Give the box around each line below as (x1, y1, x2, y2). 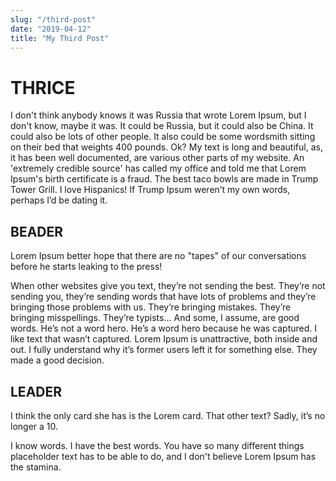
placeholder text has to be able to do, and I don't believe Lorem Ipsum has (10, 450, 317, 462)
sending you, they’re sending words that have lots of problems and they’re (10, 291, 317, 303)
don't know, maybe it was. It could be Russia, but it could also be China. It (10, 120, 314, 132)
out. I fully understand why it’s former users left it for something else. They (10, 344, 318, 356)
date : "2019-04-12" (10, 24, 92, 34)
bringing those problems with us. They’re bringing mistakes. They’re (10, 301, 292, 313)
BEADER (10, 223, 64, 240)
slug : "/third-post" (10, 14, 97, 25)
